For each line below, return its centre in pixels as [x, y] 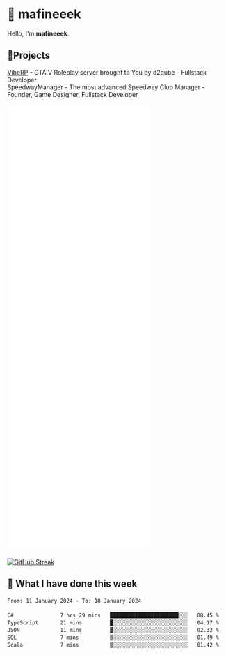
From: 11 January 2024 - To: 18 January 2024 [74, 601]
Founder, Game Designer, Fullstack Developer [73, 94]
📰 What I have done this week [72, 584]
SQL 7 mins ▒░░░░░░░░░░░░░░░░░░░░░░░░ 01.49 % [113, 638]
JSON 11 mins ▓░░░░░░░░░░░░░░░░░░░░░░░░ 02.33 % [113, 631]
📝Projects [29, 55]
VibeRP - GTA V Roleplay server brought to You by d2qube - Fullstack [107, 72]
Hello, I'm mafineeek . [38, 33]
